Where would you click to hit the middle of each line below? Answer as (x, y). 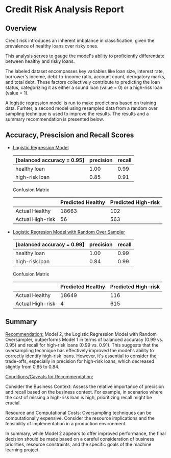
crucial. (13, 403)
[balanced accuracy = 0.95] (50, 160)
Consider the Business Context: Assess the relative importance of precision (85, 386)
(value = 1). (17, 93)
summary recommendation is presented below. (55, 119)
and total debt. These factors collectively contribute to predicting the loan (83, 82)
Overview (21, 28)
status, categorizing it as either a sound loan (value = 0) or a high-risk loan (84, 87)
